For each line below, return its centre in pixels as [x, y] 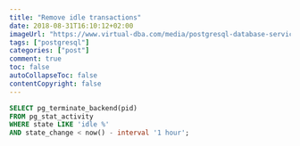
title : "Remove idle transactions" [75, 17]
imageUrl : [28, 34]
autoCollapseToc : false [54, 76]
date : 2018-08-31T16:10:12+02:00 [71, 26]
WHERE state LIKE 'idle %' [59, 125]
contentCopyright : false [55, 84]
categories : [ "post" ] [50, 51]
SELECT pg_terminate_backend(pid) [74, 108]
